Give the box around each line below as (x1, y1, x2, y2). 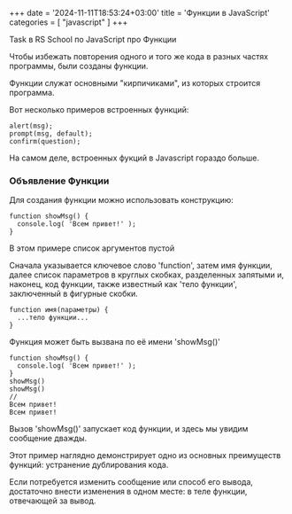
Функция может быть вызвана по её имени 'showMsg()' (9, 337, 221, 347)
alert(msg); (9, 121, 53, 130)
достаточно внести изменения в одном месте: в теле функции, (9, 487, 248, 497)
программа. (9, 88, 55, 97)
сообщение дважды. (9, 433, 88, 444)
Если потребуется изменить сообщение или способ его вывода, (9, 477, 254, 487)
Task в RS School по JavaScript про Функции (9, 35, 177, 44)
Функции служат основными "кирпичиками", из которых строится (9, 78, 261, 88)
